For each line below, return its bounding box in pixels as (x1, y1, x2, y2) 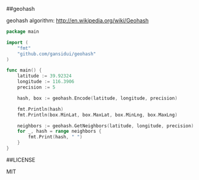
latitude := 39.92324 (17, 73, 72, 79)
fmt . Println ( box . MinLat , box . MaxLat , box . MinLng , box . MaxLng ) (17, 112, 178, 118)
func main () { (6, 67, 42, 73)
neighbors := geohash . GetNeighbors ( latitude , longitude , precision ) (17, 122, 194, 129)
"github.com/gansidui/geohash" (17, 51, 96, 57)
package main (6, 28, 39, 35)
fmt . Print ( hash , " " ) (28, 134, 83, 140)
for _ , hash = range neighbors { (17, 128, 102, 135)
